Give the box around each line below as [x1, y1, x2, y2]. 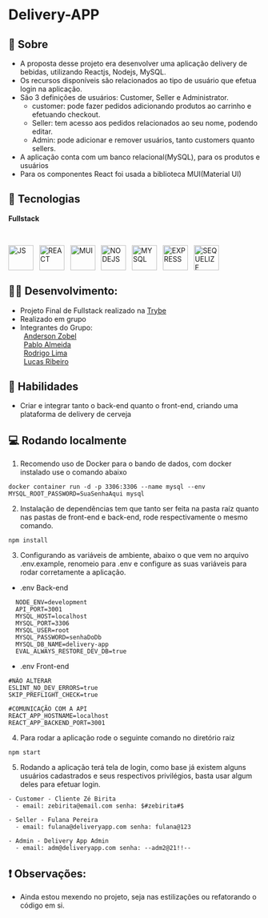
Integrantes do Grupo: [19, 323, 94, 332]
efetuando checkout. [31, 110, 101, 119]
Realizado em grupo [19, 314, 86, 323]
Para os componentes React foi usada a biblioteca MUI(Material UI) [19, 170, 242, 178]
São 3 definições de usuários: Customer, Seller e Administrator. [19, 93, 230, 102]
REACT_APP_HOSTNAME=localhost [8, 712, 110, 720]
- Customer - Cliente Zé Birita [8, 795, 116, 804]
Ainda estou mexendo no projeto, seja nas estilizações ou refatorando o [19, 892, 258, 902]
